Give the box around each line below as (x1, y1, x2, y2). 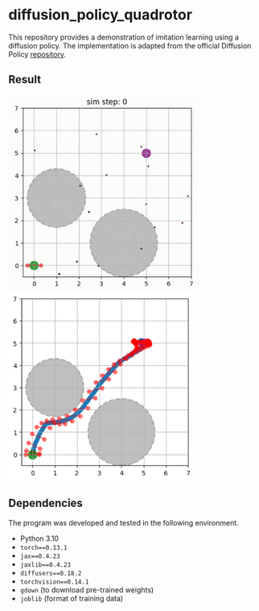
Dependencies (8, 497, 83, 510)
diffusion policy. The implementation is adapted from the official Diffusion (8, 40, 252, 50)
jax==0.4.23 (19, 552, 60, 560)
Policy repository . (8, 49, 67, 59)
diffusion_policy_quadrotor (8, 6, 193, 24)
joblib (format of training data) (19, 593, 124, 603)
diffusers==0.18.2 (19, 569, 82, 577)
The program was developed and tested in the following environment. (8, 517, 239, 527)
